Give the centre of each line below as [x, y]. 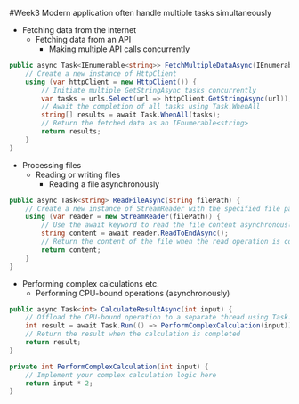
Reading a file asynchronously [104, 184]
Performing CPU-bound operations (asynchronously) [133, 293]
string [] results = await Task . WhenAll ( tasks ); [131, 115]
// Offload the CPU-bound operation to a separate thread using [147, 318]
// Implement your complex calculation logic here [121, 375]
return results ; [71, 132]
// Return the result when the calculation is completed [133, 334]
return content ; [71, 250]
